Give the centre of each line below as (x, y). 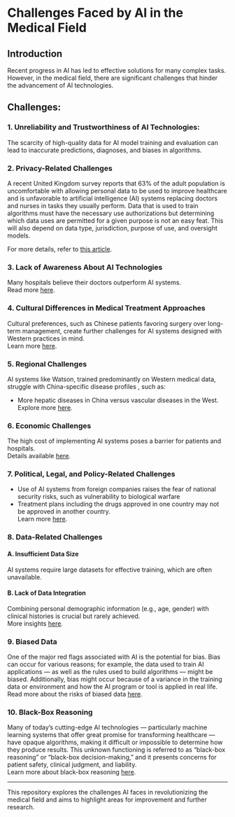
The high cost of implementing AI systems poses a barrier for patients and (114, 441)
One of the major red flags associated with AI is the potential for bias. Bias (114, 657)
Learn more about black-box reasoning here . (72, 772)
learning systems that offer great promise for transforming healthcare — (111, 735)
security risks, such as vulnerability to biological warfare (99, 497)
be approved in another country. (64, 512)
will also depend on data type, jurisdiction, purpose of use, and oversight (113, 228)
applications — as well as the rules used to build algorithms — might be (110, 672)
